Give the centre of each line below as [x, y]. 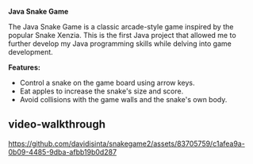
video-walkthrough [57, 125]
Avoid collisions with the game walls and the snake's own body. [123, 99]
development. [31, 52]
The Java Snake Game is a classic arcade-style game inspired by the [121, 27]
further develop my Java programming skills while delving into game [120, 44]
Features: [25, 67]
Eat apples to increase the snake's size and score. [102, 91]
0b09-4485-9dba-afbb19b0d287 [63, 152]
